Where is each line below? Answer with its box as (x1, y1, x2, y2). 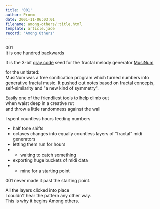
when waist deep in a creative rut (5, 100, 74, 106)
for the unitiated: (5, 69, 40, 75)
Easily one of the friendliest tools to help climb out (5, 95, 109, 101)
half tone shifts (12, 125, 44, 131)
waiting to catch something (20, 152, 76, 158)
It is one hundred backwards (5, 50, 64, 56)
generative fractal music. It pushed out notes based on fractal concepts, (5, 80, 155, 86)
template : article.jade (5, 26, 55, 31)
